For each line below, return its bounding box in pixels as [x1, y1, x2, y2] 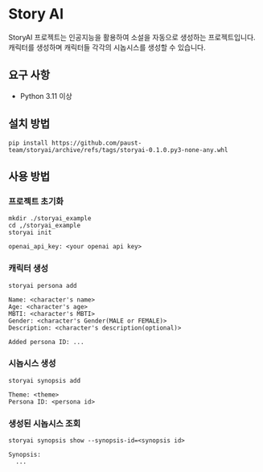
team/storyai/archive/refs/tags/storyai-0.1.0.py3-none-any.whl [8, 146, 228, 154]
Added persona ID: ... [8, 338, 84, 346]
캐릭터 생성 [8, 263, 49, 274]
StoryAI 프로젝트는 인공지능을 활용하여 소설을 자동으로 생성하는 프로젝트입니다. [8, 32, 256, 42]
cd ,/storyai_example [8, 222, 81, 230]
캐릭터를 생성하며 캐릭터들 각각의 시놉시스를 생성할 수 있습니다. [8, 42, 207, 52]
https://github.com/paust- [51, 138, 142, 147]
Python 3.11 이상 [19, 91, 72, 101]
